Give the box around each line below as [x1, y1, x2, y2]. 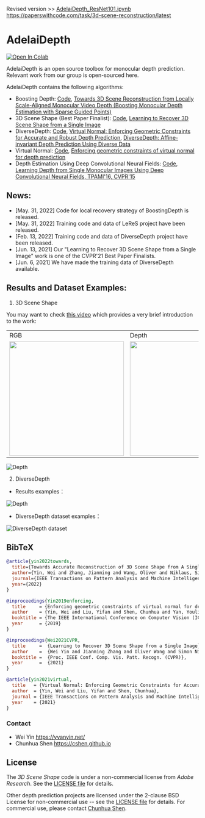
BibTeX [6, 542, 34, 553]
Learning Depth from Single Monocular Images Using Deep [15, 166, 164, 173]
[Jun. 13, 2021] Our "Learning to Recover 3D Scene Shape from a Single [15, 245, 196, 253]
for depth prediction [15, 153, 66, 160]
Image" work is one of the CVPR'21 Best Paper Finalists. [15, 252, 156, 259]
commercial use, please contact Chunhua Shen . [6, 805, 127, 812]
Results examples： [15, 487, 65, 495]
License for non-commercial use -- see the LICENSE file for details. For [6, 798, 185, 806]
